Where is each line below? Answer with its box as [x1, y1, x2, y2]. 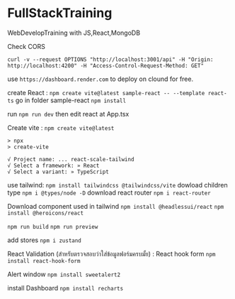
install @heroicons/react [7, 210, 84, 217]
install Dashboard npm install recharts [7, 283, 124, 292]
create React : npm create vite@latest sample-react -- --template [7, 88, 205, 97]
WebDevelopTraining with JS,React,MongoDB [7, 28, 140, 37]
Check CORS [7, 42, 46, 50]
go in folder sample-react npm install [15, 96, 126, 104]
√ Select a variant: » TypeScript [7, 168, 110, 175]
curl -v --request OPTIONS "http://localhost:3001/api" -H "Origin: [7, 55, 214, 63]
